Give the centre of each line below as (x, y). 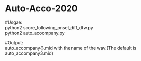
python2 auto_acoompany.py (35, 33)
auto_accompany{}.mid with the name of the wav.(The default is (71, 48)
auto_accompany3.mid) (29, 53)
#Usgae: (14, 22)
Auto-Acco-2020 (41, 9)
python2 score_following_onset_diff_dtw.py (49, 27)
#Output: (14, 42)
